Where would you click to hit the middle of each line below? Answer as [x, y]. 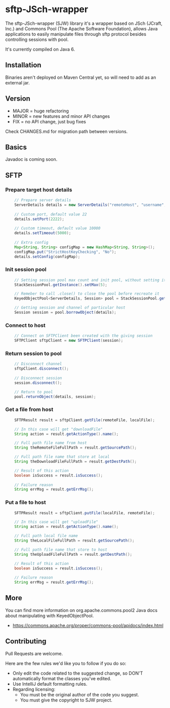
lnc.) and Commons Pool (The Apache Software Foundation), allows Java [81, 28]
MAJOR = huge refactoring [41, 111]
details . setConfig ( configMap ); [47, 256]
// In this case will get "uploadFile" [56, 522]
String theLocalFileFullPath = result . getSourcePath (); [75, 541]
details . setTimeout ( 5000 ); [43, 233]
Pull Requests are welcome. [34, 653]
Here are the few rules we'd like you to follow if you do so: [66, 663]
